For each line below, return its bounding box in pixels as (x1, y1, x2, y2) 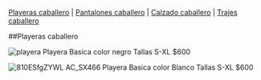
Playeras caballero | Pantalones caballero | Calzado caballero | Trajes (8, 8, 239, 17)
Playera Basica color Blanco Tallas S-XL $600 (102, 62, 254, 72)
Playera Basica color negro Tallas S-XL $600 (43, 47, 191, 56)
